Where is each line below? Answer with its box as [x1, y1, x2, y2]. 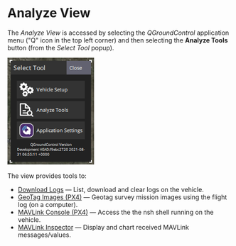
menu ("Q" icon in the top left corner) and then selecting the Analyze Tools [7, 35, 228, 44]
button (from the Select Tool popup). [7, 43, 114, 52]
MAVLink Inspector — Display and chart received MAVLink [17, 223, 190, 231]
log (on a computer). [17, 200, 78, 208]
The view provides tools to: [7, 172, 87, 180]
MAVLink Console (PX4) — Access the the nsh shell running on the [17, 208, 215, 216]
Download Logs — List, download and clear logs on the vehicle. [17, 185, 204, 194]
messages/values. [17, 230, 71, 239]
